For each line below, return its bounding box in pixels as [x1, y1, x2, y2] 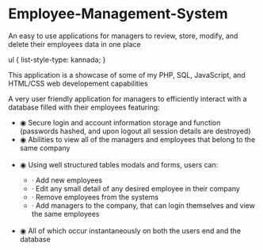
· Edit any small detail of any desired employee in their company [31, 183, 240, 193]
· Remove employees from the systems [31, 192, 159, 202]
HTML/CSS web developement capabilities [8, 79, 148, 88]
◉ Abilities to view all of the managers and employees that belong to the [19, 134, 256, 144]
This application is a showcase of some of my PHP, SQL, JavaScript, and [8, 70, 246, 79]
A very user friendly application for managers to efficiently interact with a [8, 94, 247, 103]
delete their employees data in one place [8, 39, 141, 48]
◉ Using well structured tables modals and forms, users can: [19, 160, 219, 169]
